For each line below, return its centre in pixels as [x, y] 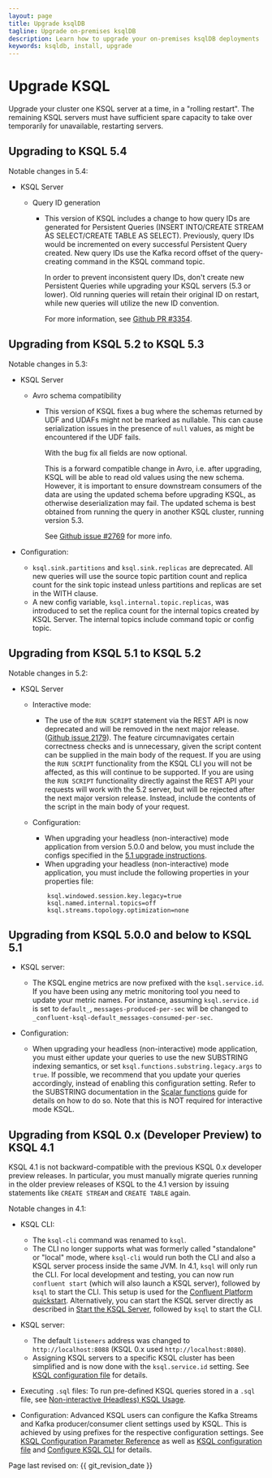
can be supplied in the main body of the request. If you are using [153, 754]
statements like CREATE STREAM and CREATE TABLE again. [99, 1193]
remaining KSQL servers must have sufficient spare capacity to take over [131, 118]
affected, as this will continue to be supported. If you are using [149, 771]
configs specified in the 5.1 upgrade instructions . [125, 855]
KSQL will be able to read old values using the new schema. [145, 477]
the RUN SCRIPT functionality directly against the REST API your [149, 780]
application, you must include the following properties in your [147, 872]
